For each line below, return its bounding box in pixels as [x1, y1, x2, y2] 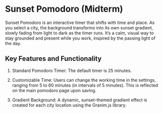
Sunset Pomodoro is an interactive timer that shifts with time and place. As [5, 20, 155, 25]
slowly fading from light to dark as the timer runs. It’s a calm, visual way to [5, 30, 154, 36]
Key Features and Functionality [5, 55, 102, 63]
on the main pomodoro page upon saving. [12, 87, 97, 93]
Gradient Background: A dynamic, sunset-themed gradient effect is [12, 97, 147, 103]
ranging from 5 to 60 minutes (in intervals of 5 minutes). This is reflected [12, 82, 159, 88]
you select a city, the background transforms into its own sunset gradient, [5, 24, 153, 30]
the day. [5, 40, 21, 46]
